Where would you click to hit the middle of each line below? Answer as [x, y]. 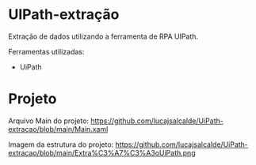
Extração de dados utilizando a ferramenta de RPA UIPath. [103, 36]
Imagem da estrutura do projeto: [61, 144]
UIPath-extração [64, 15]
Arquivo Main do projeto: [49, 121]
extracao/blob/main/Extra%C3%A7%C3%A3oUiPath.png [102, 152]
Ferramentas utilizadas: [46, 51]
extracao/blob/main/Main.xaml [58, 129]
